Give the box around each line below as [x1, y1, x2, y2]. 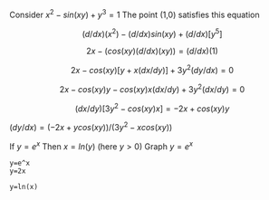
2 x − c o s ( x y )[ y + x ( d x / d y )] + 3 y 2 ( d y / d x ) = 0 [71, 63, 234, 75]
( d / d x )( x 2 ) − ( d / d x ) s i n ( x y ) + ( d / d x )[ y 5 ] [82, 26, 223, 39]
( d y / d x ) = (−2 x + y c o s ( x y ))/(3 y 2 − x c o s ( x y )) [9, 120, 173, 132]
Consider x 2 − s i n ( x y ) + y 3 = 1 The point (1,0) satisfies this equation [9, 8, 260, 20]
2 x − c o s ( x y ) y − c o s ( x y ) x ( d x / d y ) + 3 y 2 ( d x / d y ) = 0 [59, 81, 245, 94]
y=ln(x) [9, 182, 39, 191]
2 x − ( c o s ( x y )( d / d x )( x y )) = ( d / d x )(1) [85, 45, 219, 57]
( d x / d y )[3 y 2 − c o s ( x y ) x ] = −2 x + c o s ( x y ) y [74, 101, 230, 114]
